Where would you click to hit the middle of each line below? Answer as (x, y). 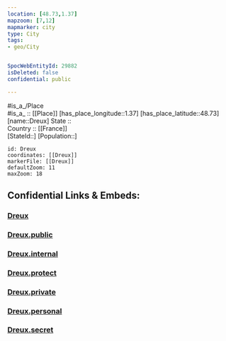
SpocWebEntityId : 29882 (43, 66)
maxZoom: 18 (25, 174)
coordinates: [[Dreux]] (43, 155)
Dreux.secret (30, 330)
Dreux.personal (35, 311)
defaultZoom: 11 (31, 168)
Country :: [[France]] (37, 128)
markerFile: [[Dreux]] (41, 161)
